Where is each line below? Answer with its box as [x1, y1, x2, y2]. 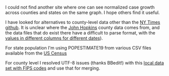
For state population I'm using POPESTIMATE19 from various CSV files [5, 45, 151, 50]
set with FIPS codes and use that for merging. [5, 65, 100, 71]
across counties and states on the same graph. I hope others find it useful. [5, 9, 160, 15]
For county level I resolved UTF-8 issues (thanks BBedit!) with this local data [5, 60, 164, 65]
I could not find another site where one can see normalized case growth [5, 4, 155, 10]
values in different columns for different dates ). [5, 35, 103, 41]
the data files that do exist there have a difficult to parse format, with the [5, 30, 155, 35]
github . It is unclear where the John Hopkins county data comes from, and [5, 24, 160, 30]
